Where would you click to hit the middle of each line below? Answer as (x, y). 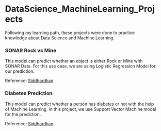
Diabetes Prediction (29, 93)
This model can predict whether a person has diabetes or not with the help (80, 104)
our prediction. (20, 71)
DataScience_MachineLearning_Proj (80, 9)
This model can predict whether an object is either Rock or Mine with (74, 61)
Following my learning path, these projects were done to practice (70, 33)
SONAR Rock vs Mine (31, 50)
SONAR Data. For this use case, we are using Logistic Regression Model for (80, 66)
